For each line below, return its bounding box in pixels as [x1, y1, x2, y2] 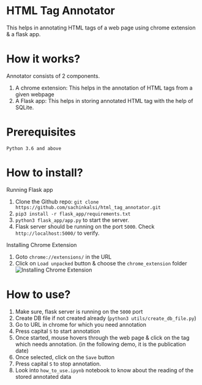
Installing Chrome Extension [6, 241, 77, 248]
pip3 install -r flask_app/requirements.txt [15, 211, 131, 217]
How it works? [6, 52, 81, 66]
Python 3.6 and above [6, 145, 62, 151]
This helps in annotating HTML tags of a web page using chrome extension [6, 24, 196, 31]
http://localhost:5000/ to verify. [15, 229, 100, 237]
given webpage [15, 90, 54, 98]
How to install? [6, 166, 84, 180]
